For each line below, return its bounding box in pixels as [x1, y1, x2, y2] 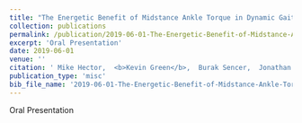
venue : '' [9, 55, 47, 64]
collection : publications [9, 22, 106, 31]
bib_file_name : [9, 80, 67, 89]
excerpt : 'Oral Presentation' [9, 38, 123, 48]
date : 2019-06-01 [9, 47, 75, 56]
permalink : [9, 30, 50, 39]
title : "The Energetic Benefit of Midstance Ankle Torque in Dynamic [9, 13, 276, 22]
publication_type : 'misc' [9, 72, 106, 81]
